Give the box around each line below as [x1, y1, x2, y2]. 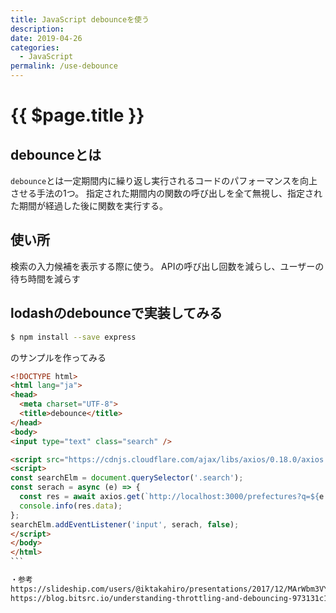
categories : [10, 42, 60, 53]
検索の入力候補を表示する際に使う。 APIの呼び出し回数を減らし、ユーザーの [10, 260, 325, 272]
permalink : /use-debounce [10, 61, 118, 71]
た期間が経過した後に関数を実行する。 [10, 200, 168, 211]
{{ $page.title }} [10, 104, 145, 127]
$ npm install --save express [10, 332, 137, 342]
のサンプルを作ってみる [10, 351, 107, 363]
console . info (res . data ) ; [19, 501, 123, 511]
